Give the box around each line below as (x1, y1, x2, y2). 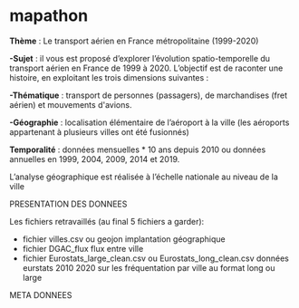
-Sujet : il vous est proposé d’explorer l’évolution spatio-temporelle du (9, 53, 270, 63)
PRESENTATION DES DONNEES (9, 198, 128, 209)
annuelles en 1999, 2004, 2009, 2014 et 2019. (9, 153, 180, 164)
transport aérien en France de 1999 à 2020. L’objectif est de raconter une (9, 63, 284, 73)
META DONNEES (9, 289, 72, 300)
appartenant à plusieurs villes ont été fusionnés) (9, 126, 190, 137)
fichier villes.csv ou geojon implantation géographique (22, 233, 226, 245)
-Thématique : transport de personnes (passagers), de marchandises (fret (9, 90, 288, 101)
